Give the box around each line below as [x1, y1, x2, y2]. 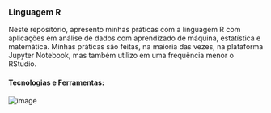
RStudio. [8, 59, 37, 69]
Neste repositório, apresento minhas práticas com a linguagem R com [8, 25, 241, 35]
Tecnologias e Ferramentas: [8, 77, 105, 87]
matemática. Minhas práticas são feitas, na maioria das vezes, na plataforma [8, 42, 264, 52]
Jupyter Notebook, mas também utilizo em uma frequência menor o [8, 51, 235, 61]
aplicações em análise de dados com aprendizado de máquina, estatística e [8, 33, 261, 43]
